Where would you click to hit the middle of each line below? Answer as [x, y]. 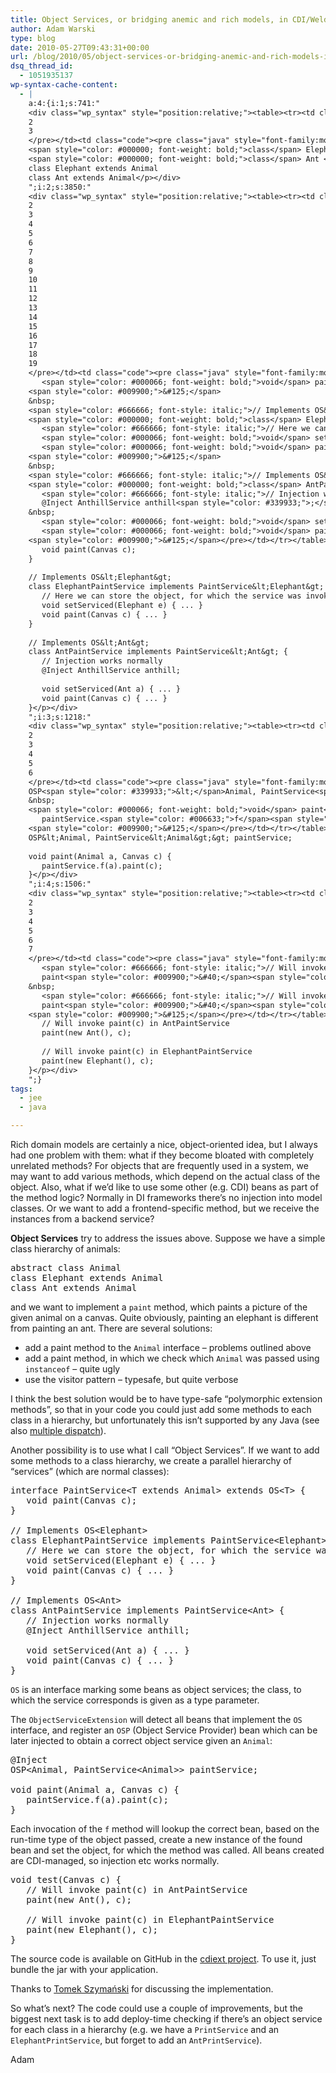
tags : [21, 1089]
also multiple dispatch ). [58, 1430]
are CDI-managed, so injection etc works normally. [115, 1860]
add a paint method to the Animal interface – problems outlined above [168, 1347]
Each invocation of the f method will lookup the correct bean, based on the [165, 1829]
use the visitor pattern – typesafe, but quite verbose [131, 1379]
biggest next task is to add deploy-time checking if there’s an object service [166, 2019]
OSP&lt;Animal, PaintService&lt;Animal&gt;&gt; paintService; [160, 837]
